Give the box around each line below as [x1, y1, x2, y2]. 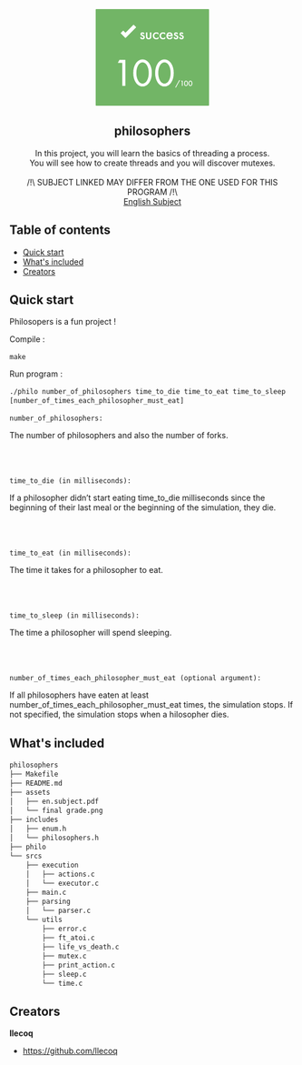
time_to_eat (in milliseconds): [9, 548, 132, 558]
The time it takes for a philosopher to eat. [9, 565, 163, 576]
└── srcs [9, 851, 43, 861]
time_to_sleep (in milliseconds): [9, 611, 141, 620]
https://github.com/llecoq [22, 1046, 118, 1057]
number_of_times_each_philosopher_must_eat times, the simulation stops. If [9, 699, 293, 710]
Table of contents [9, 223, 111, 238]
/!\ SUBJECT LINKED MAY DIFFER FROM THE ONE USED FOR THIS [26, 176, 278, 187]
